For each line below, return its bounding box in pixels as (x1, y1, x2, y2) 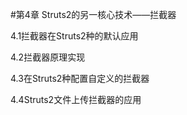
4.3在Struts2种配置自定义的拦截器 (10, 73, 150, 84)
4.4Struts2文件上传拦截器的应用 (10, 94, 142, 105)
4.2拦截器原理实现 (10, 51, 86, 63)
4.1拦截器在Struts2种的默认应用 (10, 30, 139, 42)
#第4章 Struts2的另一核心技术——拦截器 (10, 9, 177, 20)
